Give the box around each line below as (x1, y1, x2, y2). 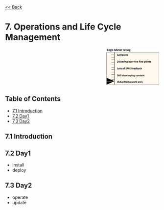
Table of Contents (5, 95, 61, 103)
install (12, 162, 24, 168)
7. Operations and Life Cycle (5, 22, 121, 32)
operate (12, 194, 28, 200)
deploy (12, 167, 26, 173)
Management (5, 32, 61, 43)
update (12, 199, 27, 205)
